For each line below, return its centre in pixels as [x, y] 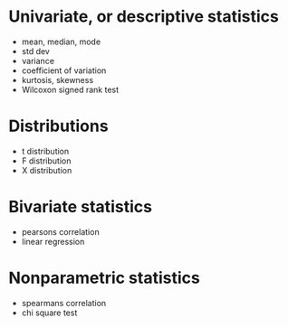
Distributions [59, 126]
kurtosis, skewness [58, 79]
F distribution [46, 161]
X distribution [47, 170]
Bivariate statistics [81, 207]
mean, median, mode [61, 42]
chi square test [49, 313]
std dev [36, 51]
